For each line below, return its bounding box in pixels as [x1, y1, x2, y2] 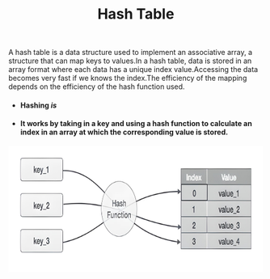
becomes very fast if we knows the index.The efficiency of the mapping [8, 73, 247, 82]
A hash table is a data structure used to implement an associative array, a [8, 47, 253, 57]
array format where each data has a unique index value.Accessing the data [8, 64, 259, 74]
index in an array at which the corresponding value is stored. [19, 127, 229, 137]
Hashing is [19, 100, 57, 110]
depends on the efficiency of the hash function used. [8, 82, 185, 91]
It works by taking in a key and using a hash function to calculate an [19, 119, 252, 129]
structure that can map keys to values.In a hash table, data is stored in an [8, 56, 252, 66]
